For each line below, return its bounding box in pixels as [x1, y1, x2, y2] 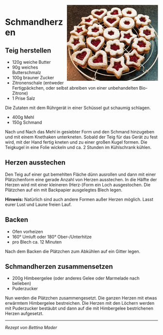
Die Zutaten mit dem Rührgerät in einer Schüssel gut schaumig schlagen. [5, 105, 151, 111]
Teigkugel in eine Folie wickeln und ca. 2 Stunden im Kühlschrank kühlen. [5, 145, 152, 150]
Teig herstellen [5, 46, 51, 55]
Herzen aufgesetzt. [5, 311, 44, 316]
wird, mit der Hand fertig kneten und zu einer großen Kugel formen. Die [5, 139, 147, 145]
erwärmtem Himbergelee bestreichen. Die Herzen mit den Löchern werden [5, 300, 154, 306]
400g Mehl [12, 114, 34, 120]
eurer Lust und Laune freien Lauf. [5, 202, 72, 207]
